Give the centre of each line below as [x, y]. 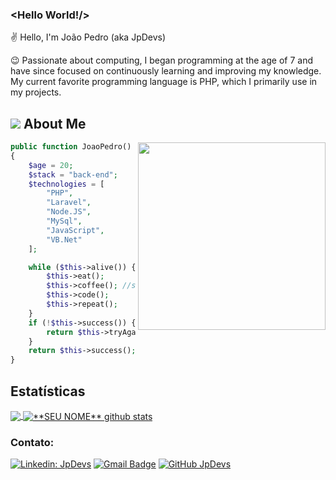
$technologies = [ [66, 184]
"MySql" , [64, 221]
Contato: [32, 442]
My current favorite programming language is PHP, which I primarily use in [164, 82]
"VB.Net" [64, 239]
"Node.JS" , [69, 212]
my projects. [36, 92]
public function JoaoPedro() [71, 147]
